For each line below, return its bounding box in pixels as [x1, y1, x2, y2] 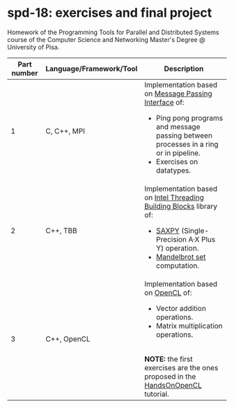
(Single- [180, 226, 209, 235]
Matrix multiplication [156, 321, 223, 330]
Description [164, 64, 204, 73]
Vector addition [156, 303, 207, 313]
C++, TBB [45, 226, 78, 235]
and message [156, 122, 201, 131]
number [11, 68, 38, 78]
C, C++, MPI [45, 126, 86, 136]
